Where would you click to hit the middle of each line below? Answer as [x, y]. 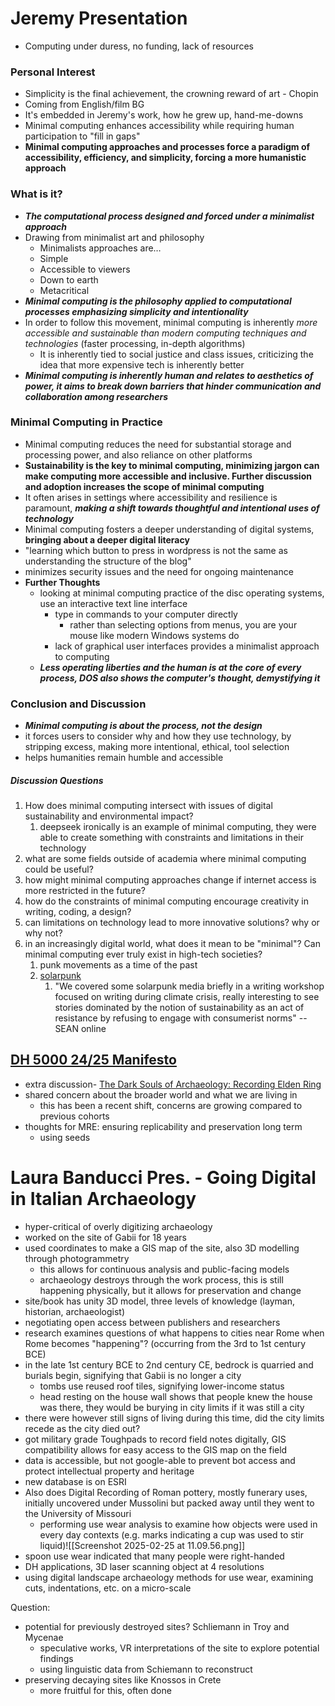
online [93, 1029]
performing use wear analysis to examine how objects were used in [178, 1524]
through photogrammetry [77, 1258]
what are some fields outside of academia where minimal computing [165, 859]
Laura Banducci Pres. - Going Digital [163, 1178]
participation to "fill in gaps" [82, 136]
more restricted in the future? [85, 891]
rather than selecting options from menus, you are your [183, 624]
